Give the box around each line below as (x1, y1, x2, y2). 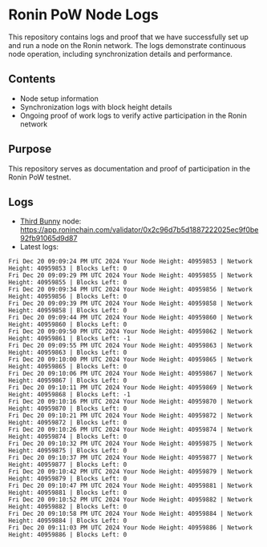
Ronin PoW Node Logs (8, 6, 159, 24)
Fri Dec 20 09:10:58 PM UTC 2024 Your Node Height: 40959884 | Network (8, 510, 253, 518)
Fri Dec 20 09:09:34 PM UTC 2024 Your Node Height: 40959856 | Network (8, 286, 253, 294)
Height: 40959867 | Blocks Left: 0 (8, 376, 127, 385)
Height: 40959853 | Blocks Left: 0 (8, 264, 127, 273)
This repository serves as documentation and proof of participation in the (8, 163, 251, 173)
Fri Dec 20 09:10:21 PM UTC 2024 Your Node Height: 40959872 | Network (8, 412, 253, 420)
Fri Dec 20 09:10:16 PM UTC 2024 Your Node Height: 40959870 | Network (8, 398, 253, 406)
